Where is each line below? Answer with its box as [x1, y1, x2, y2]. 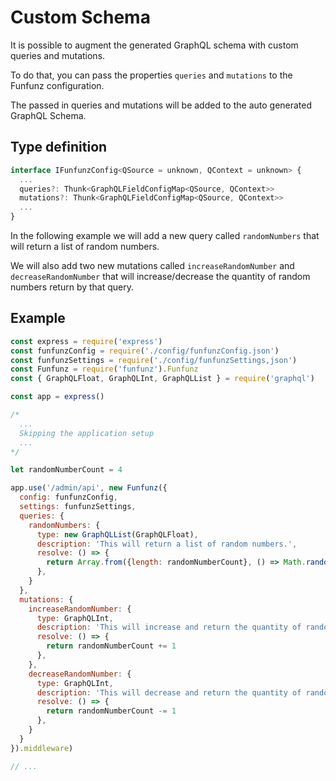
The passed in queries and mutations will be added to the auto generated [10, 99, 313, 111]
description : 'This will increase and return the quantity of [36, 622, 302, 633]
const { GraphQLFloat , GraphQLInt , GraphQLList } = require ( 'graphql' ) [10, 374, 315, 384]
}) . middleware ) [10, 743, 74, 753]
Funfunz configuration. [10, 79, 105, 91]
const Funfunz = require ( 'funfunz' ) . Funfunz [10, 364, 199, 375]
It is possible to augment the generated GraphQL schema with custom [10, 39, 299, 51]
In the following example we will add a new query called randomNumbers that [10, 230, 320, 241]
